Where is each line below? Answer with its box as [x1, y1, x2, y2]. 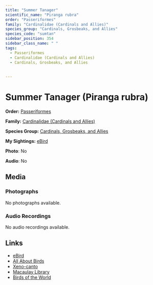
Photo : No [5, 148, 27, 154]
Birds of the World [12, 274, 51, 280]
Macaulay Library [12, 269, 50, 275]
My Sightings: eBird [5, 138, 48, 144]
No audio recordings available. [5, 224, 70, 230]
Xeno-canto [12, 263, 38, 269]
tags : [5, 46, 17, 51]
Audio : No [5, 158, 27, 164]
